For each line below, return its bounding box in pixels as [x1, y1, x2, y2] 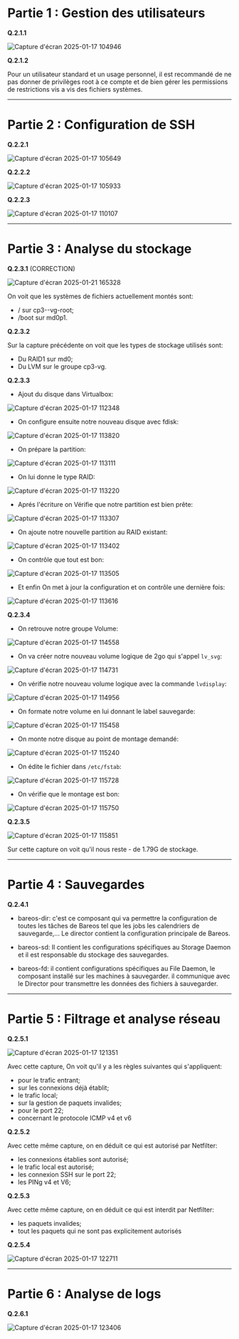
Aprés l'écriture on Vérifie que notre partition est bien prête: [17, 500, 193, 508]
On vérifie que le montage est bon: [17, 789, 119, 798]
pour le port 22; [17, 1106, 64, 1115]
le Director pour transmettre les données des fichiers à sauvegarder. [17, 979, 218, 987]
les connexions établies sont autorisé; [17, 1155, 129, 1163]
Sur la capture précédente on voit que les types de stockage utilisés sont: [7, 340, 223, 350]
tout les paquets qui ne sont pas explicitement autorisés [17, 1227, 182, 1235]
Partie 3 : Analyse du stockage [7, 241, 192, 257]
